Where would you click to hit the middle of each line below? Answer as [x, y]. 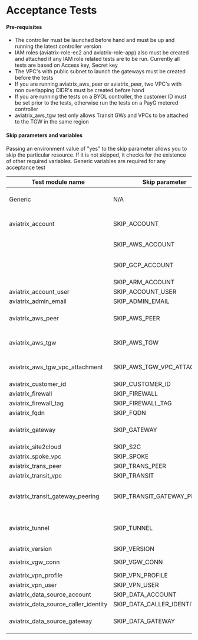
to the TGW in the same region [52, 122]
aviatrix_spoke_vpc [35, 456]
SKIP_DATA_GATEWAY [144, 621]
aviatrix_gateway [32, 430]
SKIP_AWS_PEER [136, 318]
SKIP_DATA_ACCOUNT [145, 594]
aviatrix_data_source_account [50, 594]
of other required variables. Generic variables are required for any [86, 161]
